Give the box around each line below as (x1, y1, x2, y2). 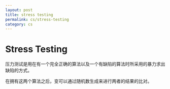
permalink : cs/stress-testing (5, 17, 70, 22)
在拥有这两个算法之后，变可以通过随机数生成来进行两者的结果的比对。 (5, 78, 152, 84)
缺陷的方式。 (5, 67, 32, 74)
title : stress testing (5, 12, 53, 17)
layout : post (5, 7, 33, 13)
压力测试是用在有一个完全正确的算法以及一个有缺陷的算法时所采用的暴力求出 (5, 61, 165, 67)
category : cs (5, 21, 33, 27)
